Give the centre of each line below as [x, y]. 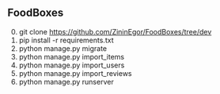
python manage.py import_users [72, 65]
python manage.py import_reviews [75, 73]
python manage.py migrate [63, 48]
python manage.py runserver [66, 81]
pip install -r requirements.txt [66, 40]
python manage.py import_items [71, 56]
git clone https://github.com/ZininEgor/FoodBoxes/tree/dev [115, 31]
